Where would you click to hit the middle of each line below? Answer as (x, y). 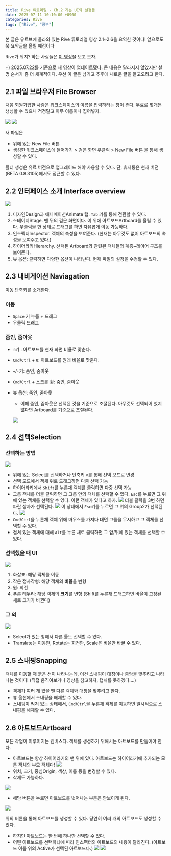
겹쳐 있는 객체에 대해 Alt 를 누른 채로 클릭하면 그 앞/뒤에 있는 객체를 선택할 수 (89, 532)
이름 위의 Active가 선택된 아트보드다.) (56, 848)
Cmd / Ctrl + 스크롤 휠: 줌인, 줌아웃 (46, 382)
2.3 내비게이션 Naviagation (47, 276)
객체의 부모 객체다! (36, 765)
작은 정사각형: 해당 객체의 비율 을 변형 (50, 581)
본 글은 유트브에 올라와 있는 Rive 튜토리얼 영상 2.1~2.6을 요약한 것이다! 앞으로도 (84, 39)
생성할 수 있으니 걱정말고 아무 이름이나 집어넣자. (53, 111)
